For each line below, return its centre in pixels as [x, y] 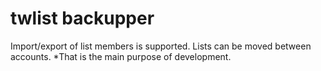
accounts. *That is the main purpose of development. [121, 56]
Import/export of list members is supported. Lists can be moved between [161, 46]
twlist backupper [82, 18]
